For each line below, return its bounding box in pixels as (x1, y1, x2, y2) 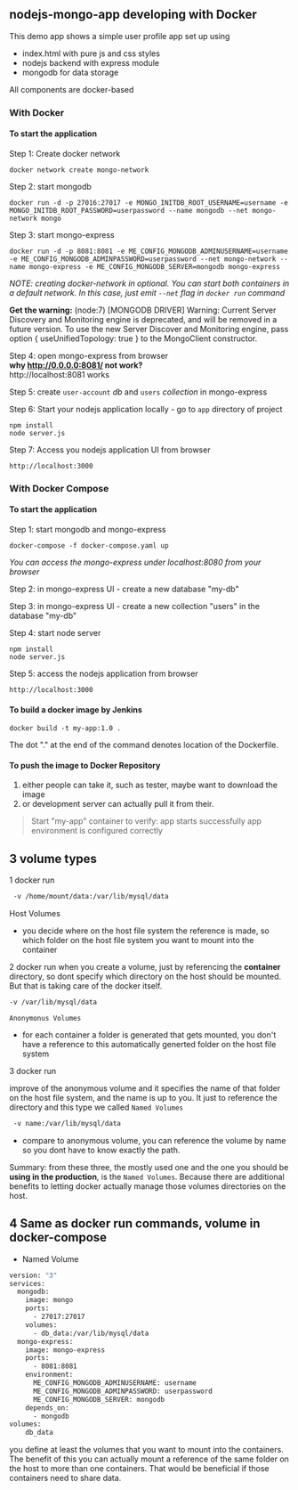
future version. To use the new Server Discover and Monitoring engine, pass (9, 323, 289, 334)
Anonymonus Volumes (9, 1014, 82, 1023)
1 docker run (9, 875, 55, 885)
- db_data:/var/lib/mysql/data (32, 1329, 149, 1338)
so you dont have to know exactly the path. (21, 1144, 181, 1155)
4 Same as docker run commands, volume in (9, 1216, 261, 1232)
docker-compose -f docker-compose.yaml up (9, 541, 169, 550)
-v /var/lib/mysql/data (9, 997, 98, 1007)
